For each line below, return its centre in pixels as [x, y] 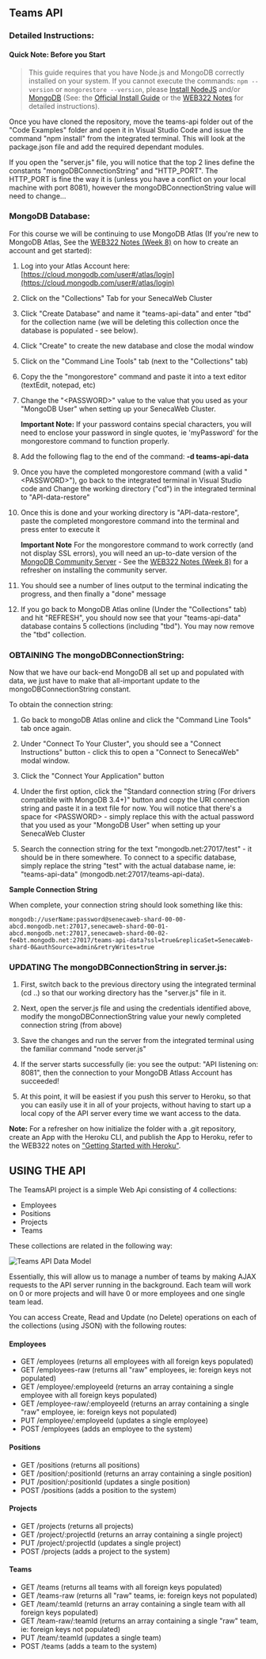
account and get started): [50, 250]
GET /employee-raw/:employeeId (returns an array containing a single [135, 1403]
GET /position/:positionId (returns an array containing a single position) [136, 1473]
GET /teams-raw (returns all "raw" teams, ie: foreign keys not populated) [139, 1595]
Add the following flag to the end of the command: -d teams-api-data [134, 456]
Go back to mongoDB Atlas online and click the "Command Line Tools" [136, 720]
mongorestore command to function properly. [95, 441]
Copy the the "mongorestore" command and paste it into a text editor [133, 376]
